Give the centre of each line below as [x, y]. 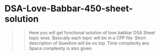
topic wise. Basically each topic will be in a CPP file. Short [87, 38]
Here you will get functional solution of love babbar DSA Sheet [92, 32]
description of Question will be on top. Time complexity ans [89, 43]
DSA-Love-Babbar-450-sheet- [69, 9]
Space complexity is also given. [61, 48]
